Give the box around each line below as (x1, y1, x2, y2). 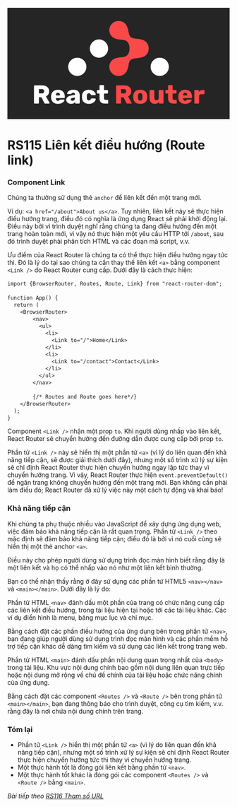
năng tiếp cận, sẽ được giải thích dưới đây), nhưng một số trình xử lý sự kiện (7, 456, 228, 464)
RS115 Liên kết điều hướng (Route (7, 137, 206, 153)
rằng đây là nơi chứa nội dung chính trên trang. (7, 707, 144, 715)
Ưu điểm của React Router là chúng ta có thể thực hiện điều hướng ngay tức (7, 251, 229, 259)
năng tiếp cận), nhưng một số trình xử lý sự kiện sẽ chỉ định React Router (17, 748, 230, 757)
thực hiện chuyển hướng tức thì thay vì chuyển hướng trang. (17, 755, 192, 764)
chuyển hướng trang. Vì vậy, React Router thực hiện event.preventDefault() (7, 471, 229, 479)
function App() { (7, 295, 59, 302)
